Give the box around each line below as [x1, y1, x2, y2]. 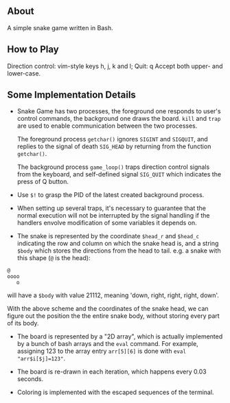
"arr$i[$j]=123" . [16, 354, 66, 362]
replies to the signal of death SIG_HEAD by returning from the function [16, 142, 211, 150]
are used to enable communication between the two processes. [16, 122, 198, 130]
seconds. [16, 375, 44, 383]
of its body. [7, 319, 39, 327]
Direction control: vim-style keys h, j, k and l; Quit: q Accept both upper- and [7, 62, 223, 70]
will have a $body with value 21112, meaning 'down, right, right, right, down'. [7, 291, 220, 299]
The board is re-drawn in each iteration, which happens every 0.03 [16, 367, 207, 376]
